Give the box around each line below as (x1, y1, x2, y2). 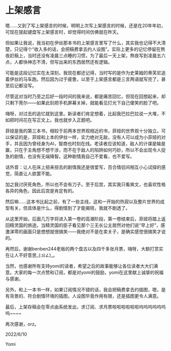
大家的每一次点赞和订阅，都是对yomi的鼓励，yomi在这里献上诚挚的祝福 (14, 269, 164, 275)
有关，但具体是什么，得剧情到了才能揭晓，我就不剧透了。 (9, 205, 130, 211)
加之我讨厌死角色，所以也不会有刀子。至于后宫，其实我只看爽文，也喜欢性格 (5, 181, 166, 187)
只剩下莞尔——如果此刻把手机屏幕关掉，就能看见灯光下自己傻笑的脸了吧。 (5, 99, 161, 106)
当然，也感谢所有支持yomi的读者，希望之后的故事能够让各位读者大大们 (5, 263, 154, 269)
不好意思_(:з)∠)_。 (18, 252, 58, 258)
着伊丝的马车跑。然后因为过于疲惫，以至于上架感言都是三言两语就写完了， (5, 76, 161, 82)
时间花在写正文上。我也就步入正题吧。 (14, 117, 95, 123)
